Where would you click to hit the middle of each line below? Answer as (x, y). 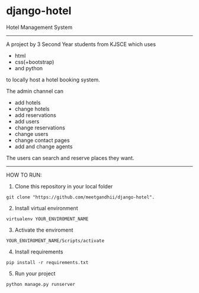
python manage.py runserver (41, 284)
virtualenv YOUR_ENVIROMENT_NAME (47, 219)
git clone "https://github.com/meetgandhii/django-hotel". (81, 197)
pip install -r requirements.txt (47, 262)
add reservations (35, 115)
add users (27, 121)
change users (31, 134)
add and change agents (44, 146)
